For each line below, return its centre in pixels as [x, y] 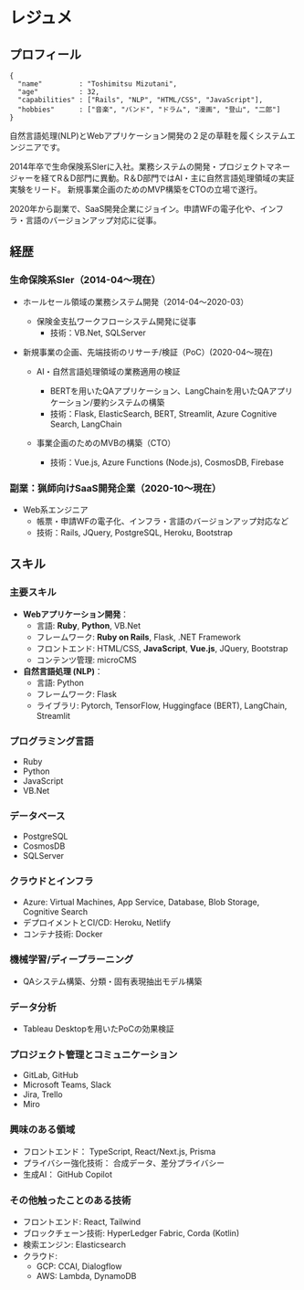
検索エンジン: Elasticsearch [74, 1245]
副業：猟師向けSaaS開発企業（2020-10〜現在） [115, 488]
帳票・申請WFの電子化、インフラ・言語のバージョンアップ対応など [162, 521]
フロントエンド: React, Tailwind [82, 1222]
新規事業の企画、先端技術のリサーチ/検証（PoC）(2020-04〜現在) [148, 352]
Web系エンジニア [55, 509]
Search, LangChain [86, 424]
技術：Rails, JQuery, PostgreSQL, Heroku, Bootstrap [134, 532]
